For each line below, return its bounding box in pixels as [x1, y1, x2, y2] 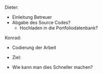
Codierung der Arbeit [12, 45, 57, 50]
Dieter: [5, 5, 19, 10]
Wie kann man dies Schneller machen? [12, 64, 93, 70]
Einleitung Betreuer [12, 14, 53, 20]
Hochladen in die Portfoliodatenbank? [19, 25, 98, 31]
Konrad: [5, 35, 21, 41]
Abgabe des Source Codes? [12, 20, 71, 25]
